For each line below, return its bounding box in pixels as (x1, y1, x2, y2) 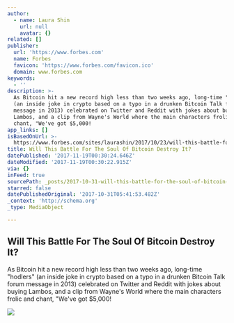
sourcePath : (7, 178, 42, 185)
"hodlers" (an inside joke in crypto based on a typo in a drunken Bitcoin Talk (7, 272, 226, 281)
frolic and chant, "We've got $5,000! (7, 295, 111, 303)
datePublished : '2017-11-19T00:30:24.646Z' (7, 152, 136, 160)
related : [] (7, 36, 42, 43)
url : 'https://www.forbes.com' (13, 49, 104, 56)
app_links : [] (7, 126, 49, 133)
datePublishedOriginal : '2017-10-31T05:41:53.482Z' (7, 191, 160, 198)
